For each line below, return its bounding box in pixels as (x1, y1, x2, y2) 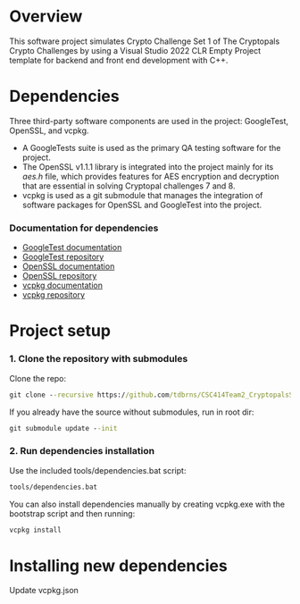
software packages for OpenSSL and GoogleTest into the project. (21, 199, 262, 210)
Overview (9, 6, 83, 27)
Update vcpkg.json (9, 585, 79, 596)
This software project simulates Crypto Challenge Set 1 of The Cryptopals (9, 36, 280, 46)
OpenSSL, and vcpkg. (9, 125, 89, 136)
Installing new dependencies (9, 556, 228, 575)
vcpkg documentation (21, 280, 103, 291)
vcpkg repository (21, 289, 85, 300)
